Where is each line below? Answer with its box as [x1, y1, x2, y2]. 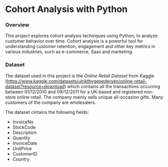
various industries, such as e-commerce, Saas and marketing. [5, 49, 133, 55]
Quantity [12, 134, 31, 141]
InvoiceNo [12, 119, 34, 125]
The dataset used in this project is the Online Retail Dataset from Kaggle [5, 73, 154, 79]
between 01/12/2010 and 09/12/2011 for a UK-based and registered [5, 89, 143, 95]
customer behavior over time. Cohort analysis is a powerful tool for [5, 38, 143, 44]
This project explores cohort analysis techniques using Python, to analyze [5, 33, 158, 39]
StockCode [12, 124, 36, 130]
